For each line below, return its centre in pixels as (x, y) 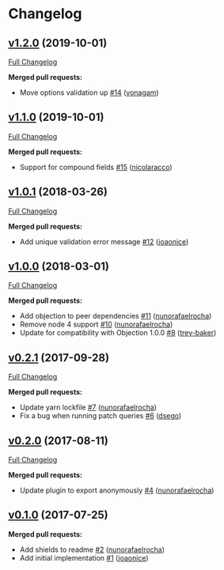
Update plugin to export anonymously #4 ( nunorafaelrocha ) (117, 490)
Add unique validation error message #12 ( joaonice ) (104, 241)
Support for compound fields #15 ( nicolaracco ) (96, 167)
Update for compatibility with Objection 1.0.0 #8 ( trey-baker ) (118, 333)
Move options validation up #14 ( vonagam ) (89, 92)
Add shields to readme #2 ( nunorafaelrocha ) (92, 549)
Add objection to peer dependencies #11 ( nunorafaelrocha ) (116, 316)
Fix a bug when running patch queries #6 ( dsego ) (101, 416)
